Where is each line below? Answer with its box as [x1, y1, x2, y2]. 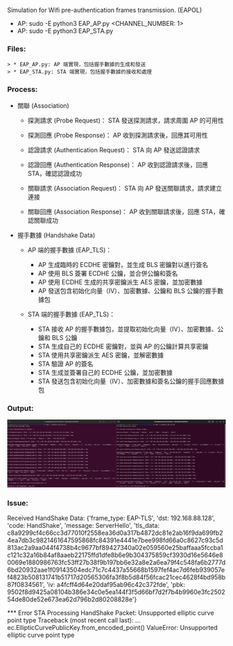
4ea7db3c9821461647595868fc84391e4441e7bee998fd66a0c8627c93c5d [7, 536, 223, 544]
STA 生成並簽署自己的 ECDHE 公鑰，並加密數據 [37, 368, 173, 376]
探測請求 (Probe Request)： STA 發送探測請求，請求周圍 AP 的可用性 [27, 116, 224, 124]
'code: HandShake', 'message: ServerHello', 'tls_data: [7, 522, 160, 530]
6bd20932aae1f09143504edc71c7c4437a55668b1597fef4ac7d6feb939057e [7, 566, 225, 574]
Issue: [7, 498, 29, 508]
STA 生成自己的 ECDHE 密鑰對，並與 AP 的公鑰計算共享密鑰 [37, 342, 209, 350]
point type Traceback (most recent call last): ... [7, 616, 141, 624]
